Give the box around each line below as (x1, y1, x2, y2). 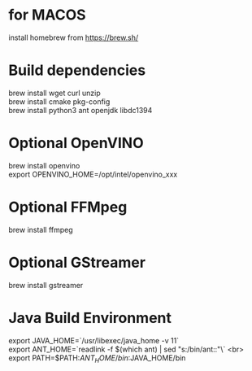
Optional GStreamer (8, 253, 146, 272)
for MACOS (8, 6, 87, 24)
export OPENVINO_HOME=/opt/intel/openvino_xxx (8, 169, 178, 179)
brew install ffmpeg (8, 225, 73, 234)
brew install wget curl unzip (8, 88, 102, 98)
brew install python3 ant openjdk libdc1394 (8, 105, 153, 115)
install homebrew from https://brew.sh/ (8, 33, 139, 42)
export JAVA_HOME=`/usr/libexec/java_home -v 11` (8, 335, 180, 345)
